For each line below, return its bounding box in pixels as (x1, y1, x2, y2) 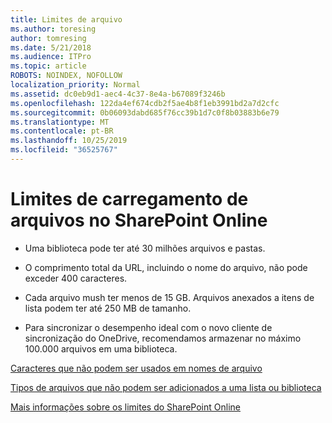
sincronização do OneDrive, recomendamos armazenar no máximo (24, 332, 302, 344)
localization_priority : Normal (10, 80, 141, 90)
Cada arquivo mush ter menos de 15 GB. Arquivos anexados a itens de (24, 291, 315, 303)
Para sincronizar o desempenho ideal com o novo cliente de (24, 321, 273, 333)
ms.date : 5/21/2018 (10, 42, 92, 53)
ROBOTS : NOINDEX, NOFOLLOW (10, 71, 123, 81)
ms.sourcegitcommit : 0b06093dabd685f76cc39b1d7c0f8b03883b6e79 (10, 107, 280, 118)
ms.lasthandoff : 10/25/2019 (10, 136, 128, 146)
